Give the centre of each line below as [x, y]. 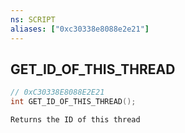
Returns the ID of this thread [75, 120]
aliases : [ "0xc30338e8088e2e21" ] [80, 29]
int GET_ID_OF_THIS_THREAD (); [73, 102]
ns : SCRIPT [33, 19]
